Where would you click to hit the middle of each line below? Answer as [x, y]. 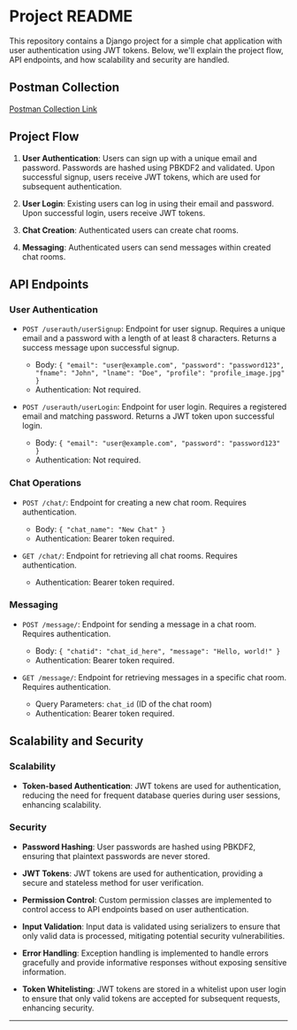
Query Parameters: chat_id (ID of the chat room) [123, 704]
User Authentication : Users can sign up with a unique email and [140, 158]
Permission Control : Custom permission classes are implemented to [147, 900]
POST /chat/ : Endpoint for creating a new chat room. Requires [134, 502]
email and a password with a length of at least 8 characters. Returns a [149, 338]
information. [44, 972]
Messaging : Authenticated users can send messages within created [146, 247]
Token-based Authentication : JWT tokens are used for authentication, [151, 786]
